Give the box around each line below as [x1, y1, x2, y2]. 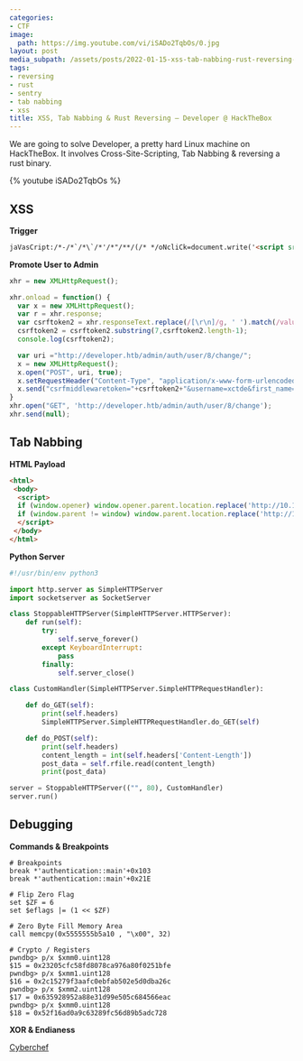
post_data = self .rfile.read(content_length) [41, 759, 216, 768]
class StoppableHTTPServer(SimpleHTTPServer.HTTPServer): [9, 610, 232, 619]
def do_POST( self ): [25, 733, 99, 743]
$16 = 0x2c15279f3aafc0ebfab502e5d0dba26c [9, 976, 171, 986]
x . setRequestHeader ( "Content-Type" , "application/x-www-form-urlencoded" [17, 376, 300, 385]
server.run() [9, 792, 59, 801]
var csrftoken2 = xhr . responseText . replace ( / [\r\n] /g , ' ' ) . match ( [17, 318, 277, 328]
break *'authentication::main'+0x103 [9, 866, 151, 875]
